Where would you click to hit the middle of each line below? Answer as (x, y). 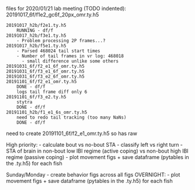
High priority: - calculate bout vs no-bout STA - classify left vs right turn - (94, 145)
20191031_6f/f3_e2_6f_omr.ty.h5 (45, 77)
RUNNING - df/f (35, 30)
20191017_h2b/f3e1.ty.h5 (36, 36)
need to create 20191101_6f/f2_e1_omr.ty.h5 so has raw (72, 133)
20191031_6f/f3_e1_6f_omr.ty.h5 (45, 71)
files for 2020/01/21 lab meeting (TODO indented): (66, 8)
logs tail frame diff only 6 (52, 92)
